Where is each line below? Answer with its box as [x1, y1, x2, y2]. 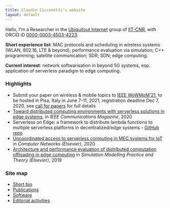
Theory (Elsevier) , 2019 [12, 157, 62, 163]
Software [12, 192, 32, 198]
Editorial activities [12, 197, 50, 204]
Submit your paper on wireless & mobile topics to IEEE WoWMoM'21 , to [12, 92, 162, 98]
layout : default [5, 12, 40, 17]
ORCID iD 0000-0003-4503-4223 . [5, 32, 79, 38]
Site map [5, 169, 28, 176]
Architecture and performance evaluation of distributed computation [12, 146, 157, 152]
